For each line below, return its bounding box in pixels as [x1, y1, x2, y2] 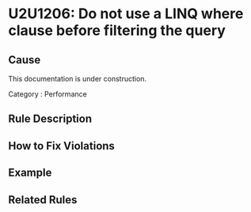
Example [8, 166, 52, 180]
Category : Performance [8, 89, 87, 99]
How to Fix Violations [8, 139, 115, 153]
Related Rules [8, 193, 78, 206]
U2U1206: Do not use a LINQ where [8, 5, 244, 23]
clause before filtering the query [8, 21, 226, 40]
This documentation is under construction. [8, 74, 147, 83]
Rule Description [8, 112, 93, 126]
